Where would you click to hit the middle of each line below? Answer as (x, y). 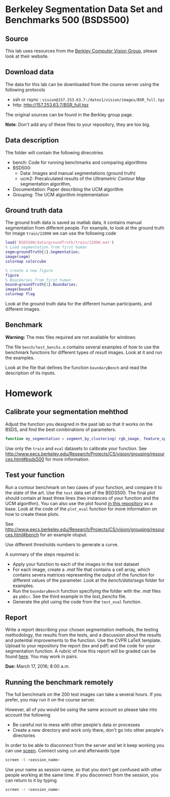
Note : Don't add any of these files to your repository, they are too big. (78, 124)
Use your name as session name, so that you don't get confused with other (83, 770)
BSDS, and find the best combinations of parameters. (61, 429)
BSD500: (22, 167)
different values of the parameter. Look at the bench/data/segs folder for (89, 580)
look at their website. (27, 56)
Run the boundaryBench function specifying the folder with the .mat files (87, 591)
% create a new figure (29, 271)
